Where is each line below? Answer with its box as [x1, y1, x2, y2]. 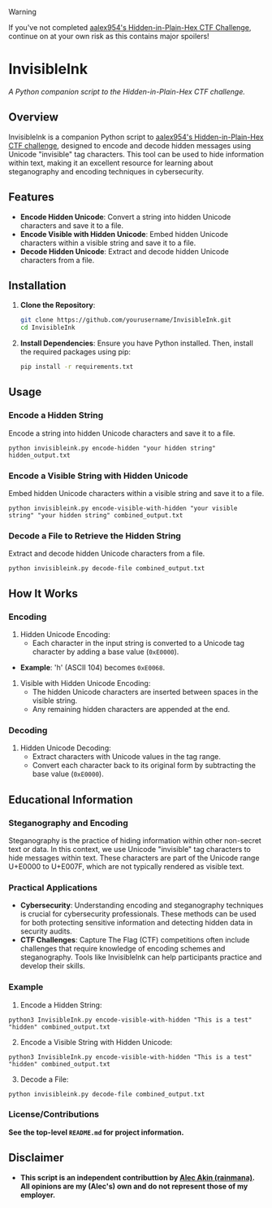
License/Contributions [8, 1109, 100, 1120]
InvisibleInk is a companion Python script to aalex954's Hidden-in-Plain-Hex [8, 132, 264, 142]
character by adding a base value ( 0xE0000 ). [32, 647, 179, 657]
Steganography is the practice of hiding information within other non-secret [8, 835, 261, 846]
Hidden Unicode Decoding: [19, 743, 111, 753]
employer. [19, 1189, 55, 1200]
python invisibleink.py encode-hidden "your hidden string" [8, 444, 217, 452]
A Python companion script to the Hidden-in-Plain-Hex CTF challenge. [8, 86, 246, 96]
